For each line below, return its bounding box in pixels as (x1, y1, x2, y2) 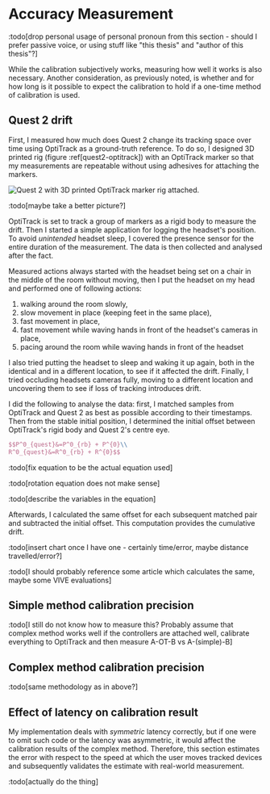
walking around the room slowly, (19, 299, 128, 309)
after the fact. (8, 250, 54, 260)
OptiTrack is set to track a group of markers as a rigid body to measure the (8, 216, 256, 226)
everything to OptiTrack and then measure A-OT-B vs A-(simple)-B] (8, 637, 233, 647)
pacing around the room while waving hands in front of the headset (19, 342, 244, 351)
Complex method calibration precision (8, 660, 205, 674)
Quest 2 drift (8, 114, 73, 128)
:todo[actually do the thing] (8, 776, 99, 786)
